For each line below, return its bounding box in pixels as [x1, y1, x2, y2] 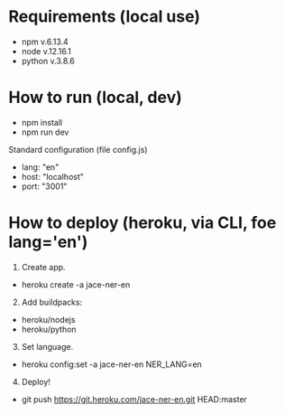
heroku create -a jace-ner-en [21, 278, 131, 290]
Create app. [21, 261, 66, 272]
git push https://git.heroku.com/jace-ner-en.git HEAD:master [21, 393, 247, 404]
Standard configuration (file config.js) [8, 144, 148, 155]
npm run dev [21, 127, 69, 137]
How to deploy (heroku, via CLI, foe [8, 212, 277, 233]
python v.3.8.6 [21, 55, 76, 66]
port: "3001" [21, 181, 68, 192]
